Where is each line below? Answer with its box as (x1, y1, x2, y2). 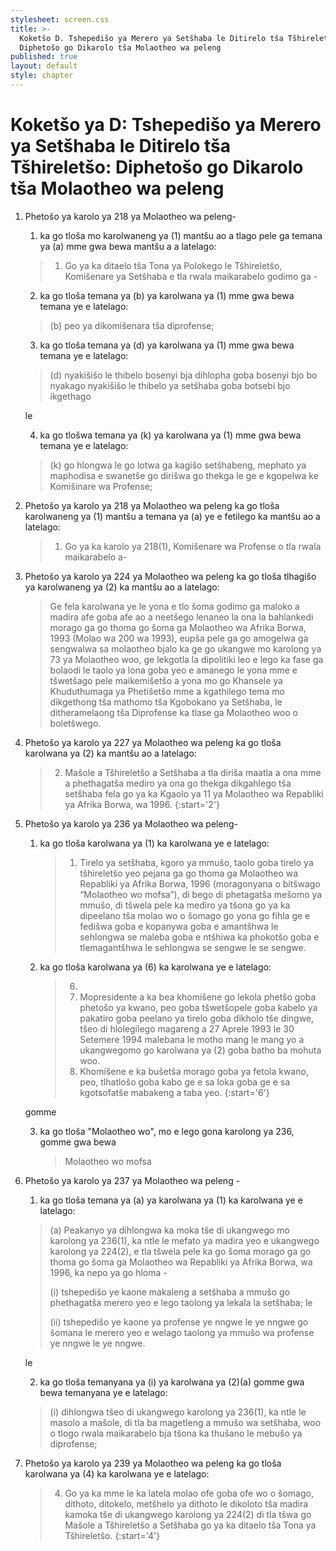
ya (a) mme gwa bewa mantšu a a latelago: (39, 240, 217, 252)
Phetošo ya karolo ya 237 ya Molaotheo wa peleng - (24, 1174, 241, 1186)
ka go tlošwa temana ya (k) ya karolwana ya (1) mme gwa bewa (39, 429, 302, 441)
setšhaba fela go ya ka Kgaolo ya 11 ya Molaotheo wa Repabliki (64, 787, 324, 800)
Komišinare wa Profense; (49, 480, 153, 492)
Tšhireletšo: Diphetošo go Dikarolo (10, 156, 304, 179)
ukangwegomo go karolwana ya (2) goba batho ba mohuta (79, 1044, 322, 1056)
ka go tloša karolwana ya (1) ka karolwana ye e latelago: (39, 837, 270, 849)
